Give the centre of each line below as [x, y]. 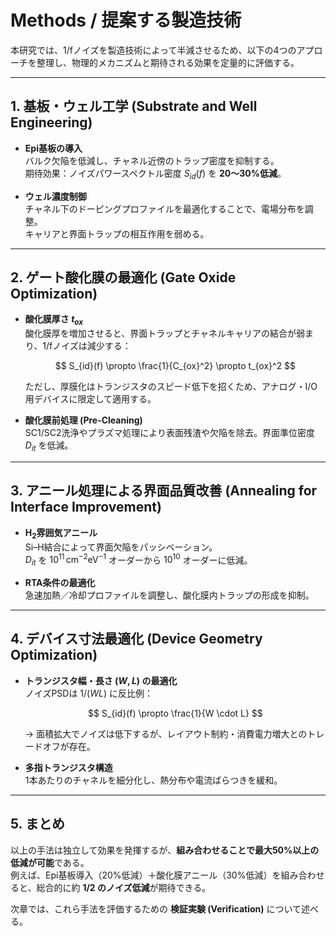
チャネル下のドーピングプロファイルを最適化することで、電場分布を [164, 208]
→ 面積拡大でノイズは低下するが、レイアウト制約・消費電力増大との [166, 733]
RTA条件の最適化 [60, 583]
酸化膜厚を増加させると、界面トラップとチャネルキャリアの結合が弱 [165, 333]
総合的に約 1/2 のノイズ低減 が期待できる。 [124, 887]
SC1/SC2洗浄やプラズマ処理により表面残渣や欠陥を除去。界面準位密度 [169, 433]
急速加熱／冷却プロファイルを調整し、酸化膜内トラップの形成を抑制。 [169, 595]
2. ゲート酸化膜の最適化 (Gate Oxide [123, 277]
